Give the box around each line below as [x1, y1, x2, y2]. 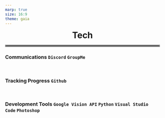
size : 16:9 [5, 12, 27, 17]
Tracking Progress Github [5, 77, 67, 84]
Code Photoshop [5, 108, 40, 113]
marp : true [5, 7, 27, 12]
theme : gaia [5, 16, 29, 21]
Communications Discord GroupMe [5, 54, 85, 60]
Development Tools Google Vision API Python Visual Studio [5, 100, 149, 107]
